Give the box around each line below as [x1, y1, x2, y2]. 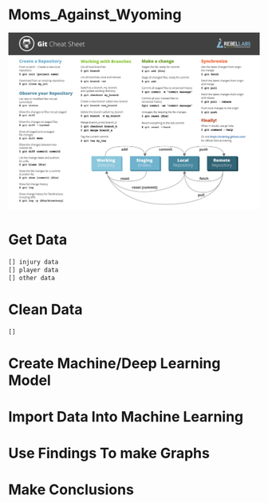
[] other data [8, 274, 56, 282]
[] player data [8, 266, 59, 274]
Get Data [8, 230, 68, 248]
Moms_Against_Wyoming [8, 6, 182, 24]
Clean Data [8, 300, 83, 319]
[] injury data [8, 258, 59, 266]
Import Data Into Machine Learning [8, 408, 244, 426]
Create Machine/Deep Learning [8, 354, 221, 372]
